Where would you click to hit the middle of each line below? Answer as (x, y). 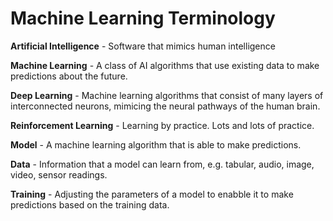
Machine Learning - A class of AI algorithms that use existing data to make (165, 65)
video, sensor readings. (59, 174)
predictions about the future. (69, 76)
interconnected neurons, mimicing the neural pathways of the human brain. (165, 106)
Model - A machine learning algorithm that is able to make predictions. (156, 144)
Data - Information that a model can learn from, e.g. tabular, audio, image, (162, 164)
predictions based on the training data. (90, 204)
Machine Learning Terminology (143, 18)
